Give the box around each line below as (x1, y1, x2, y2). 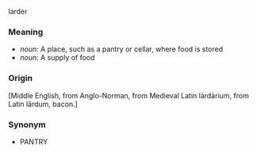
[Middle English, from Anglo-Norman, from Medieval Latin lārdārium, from (8, 90, 250, 100)
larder (8, 7, 28, 16)
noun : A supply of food (19, 53, 95, 63)
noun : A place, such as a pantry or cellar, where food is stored (19, 44, 224, 54)
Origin (8, 73, 33, 84)
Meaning (8, 26, 44, 37)
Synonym (8, 119, 46, 130)
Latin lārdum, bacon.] (8, 99, 78, 109)
